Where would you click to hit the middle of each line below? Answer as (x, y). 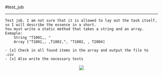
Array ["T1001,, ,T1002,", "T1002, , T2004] (59, 42)
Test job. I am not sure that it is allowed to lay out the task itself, (81, 20)
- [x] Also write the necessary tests (44, 59)
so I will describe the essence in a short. (51, 25)
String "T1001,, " (32, 37)
